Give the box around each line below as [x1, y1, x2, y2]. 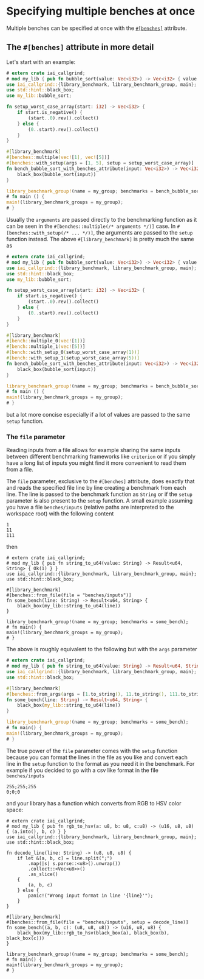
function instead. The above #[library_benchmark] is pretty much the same [6, 236, 194, 242]
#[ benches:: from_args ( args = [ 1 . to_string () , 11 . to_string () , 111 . [6, 691, 181, 697]
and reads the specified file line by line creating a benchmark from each [6, 484, 186, 492]
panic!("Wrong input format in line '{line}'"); [28, 892, 154, 899]
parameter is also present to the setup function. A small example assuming [6, 497, 193, 504]
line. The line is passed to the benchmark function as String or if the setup [6, 490, 193, 498]
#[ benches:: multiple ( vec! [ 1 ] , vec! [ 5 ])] [6, 154, 110, 161]
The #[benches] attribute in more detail [6, 42, 154, 52]
